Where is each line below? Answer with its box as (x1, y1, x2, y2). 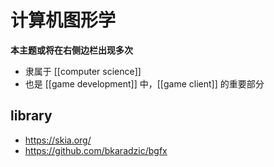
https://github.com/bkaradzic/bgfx (24, 144, 168, 156)
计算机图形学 (10, 9, 117, 32)
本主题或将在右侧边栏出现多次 (10, 44, 133, 56)
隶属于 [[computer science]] (24, 65, 142, 77)
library (10, 107, 53, 125)
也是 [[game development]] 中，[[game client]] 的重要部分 (24, 77, 265, 90)
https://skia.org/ (24, 134, 92, 146)
